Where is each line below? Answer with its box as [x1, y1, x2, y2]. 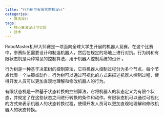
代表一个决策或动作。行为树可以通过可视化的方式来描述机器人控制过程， [9, 72, 155, 78]
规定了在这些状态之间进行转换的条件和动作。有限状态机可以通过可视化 [18, 95, 159, 100]
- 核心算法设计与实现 [9, 25, 47, 30]
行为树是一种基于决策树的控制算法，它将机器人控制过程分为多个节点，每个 [5, 66, 155, 72]
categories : [5, 12, 29, 17]
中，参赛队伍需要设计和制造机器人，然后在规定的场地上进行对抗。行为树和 [5, 50, 155, 55]
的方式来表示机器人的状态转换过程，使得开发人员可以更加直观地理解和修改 [5, 100, 155, 106]
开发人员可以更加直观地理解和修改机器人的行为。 [9, 78, 108, 84]
